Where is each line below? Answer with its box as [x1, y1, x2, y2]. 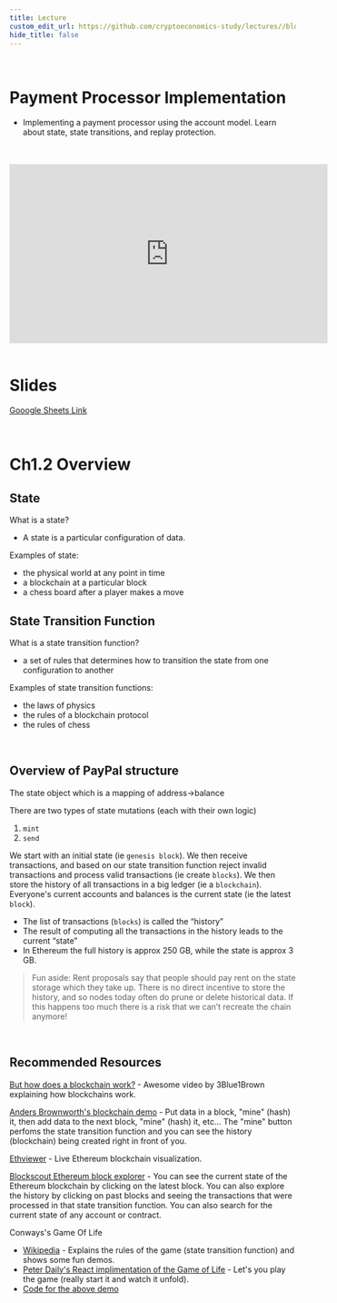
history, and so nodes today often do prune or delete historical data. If [31, 991, 293, 1002]
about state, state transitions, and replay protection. [22, 126, 216, 137]
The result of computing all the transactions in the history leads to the [22, 925, 283, 936]
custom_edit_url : [9, 22, 75, 31]
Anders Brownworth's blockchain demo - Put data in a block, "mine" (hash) [9, 1106, 291, 1117]
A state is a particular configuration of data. [22, 532, 186, 543]
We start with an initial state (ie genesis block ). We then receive [9, 850, 248, 861]
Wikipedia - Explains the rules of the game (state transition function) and [22, 1244, 295, 1256]
